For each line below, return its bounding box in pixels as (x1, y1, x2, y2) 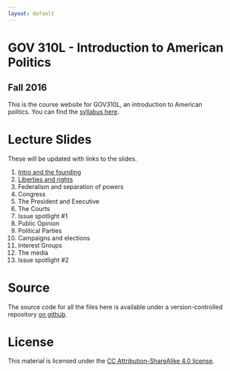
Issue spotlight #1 (17, 212, 68, 220)
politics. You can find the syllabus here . (8, 108, 120, 116)
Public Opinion (17, 219, 60, 228)
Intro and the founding (17, 168, 81, 176)
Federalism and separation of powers (17, 182, 124, 190)
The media (17, 248, 49, 257)
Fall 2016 (8, 82, 48, 94)
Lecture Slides (8, 132, 92, 147)
